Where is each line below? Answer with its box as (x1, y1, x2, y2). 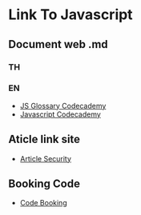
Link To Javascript (8, 6, 134, 24)
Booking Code (8, 177, 81, 190)
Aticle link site (8, 133, 81, 146)
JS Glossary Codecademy (19, 101, 107, 110)
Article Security (19, 153, 72, 163)
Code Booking (19, 198, 67, 208)
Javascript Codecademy (19, 109, 102, 119)
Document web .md (8, 38, 108, 51)
